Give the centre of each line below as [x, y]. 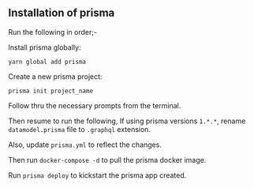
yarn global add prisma [47, 62]
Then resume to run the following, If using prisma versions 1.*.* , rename [127, 121]
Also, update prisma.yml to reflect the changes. [85, 145]
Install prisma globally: [45, 47]
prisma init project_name [50, 91]
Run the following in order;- [52, 32]
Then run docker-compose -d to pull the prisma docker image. [107, 160]
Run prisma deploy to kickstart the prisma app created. [97, 175]
